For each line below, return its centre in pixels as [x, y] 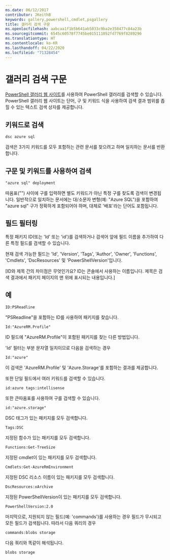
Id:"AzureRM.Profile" [28, 327]
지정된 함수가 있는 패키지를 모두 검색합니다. [48, 437]
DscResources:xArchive [29, 487]
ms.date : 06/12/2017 [27, 10]
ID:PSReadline [20, 307]
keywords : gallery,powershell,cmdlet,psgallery [57, 19]
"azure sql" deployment [30, 183]
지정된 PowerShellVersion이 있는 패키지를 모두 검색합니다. [63, 497]
